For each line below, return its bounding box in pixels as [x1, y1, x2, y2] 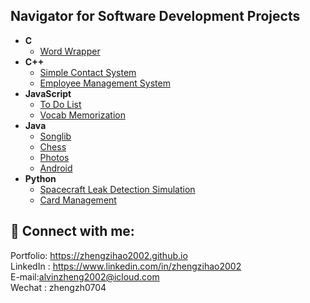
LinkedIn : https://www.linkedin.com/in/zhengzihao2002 [10, 260, 242, 272]
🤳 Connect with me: [10, 223, 135, 240]
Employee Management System [39, 77, 171, 89]
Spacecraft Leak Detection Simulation [39, 183, 196, 195]
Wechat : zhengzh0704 [10, 281, 107, 293]
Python [24, 172, 57, 184]
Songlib [39, 130, 72, 142]
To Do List [39, 98, 82, 110]
